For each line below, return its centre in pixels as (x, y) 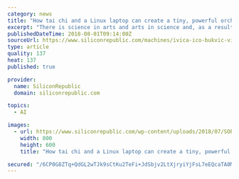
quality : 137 (27, 54)
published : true (31, 67)
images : (19, 125)
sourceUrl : (23, 40)
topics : (19, 106)
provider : (22, 80)
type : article (28, 47)
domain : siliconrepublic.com (57, 93)
